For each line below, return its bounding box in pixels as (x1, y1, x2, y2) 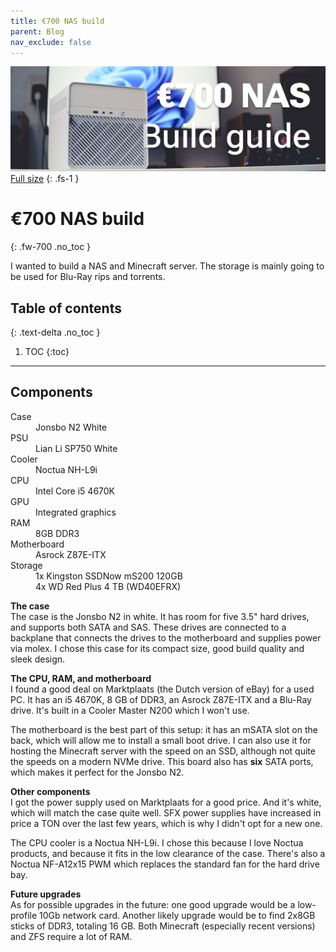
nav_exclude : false (10, 37, 92, 47)
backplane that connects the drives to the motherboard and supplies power (10, 631, 322, 644)
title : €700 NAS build (10, 16, 105, 26)
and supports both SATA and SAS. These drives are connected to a (10, 621, 287, 633)
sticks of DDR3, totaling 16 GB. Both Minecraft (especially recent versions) (10, 920, 316, 932)
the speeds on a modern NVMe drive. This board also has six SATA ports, (10, 755, 314, 767)
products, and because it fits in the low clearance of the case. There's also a (10, 847, 326, 859)
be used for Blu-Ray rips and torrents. (10, 271, 166, 283)
